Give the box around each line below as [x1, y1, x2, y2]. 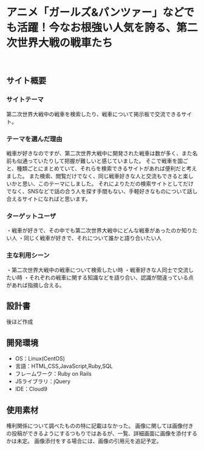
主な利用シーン [6, 251, 50, 260]
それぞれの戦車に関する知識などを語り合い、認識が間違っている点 [29, 274, 194, 281]
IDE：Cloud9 [15, 386, 47, 393]
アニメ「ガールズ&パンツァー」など [6, 5, 184, 19]
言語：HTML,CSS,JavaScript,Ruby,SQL [15, 362, 114, 370]
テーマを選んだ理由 [6, 134, 63, 143]
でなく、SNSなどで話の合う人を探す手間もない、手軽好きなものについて [6, 187, 187, 195]
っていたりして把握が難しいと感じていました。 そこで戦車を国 [27, 157, 183, 164]
